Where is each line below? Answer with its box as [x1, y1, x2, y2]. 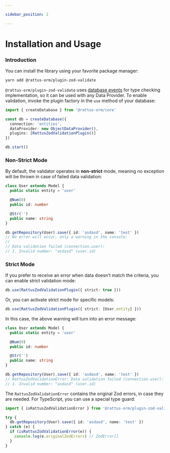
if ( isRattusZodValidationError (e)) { [10, 429, 92, 434]
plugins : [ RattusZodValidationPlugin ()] [10, 131, 96, 136]
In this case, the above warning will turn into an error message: [5, 315, 137, 321]
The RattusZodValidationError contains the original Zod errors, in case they [5, 391, 164, 397]
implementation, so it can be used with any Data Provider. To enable [5, 92, 147, 98]
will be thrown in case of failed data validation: [5, 174, 102, 180]
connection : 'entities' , [10, 121, 62, 126]
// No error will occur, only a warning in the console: [5, 235, 128, 240]
